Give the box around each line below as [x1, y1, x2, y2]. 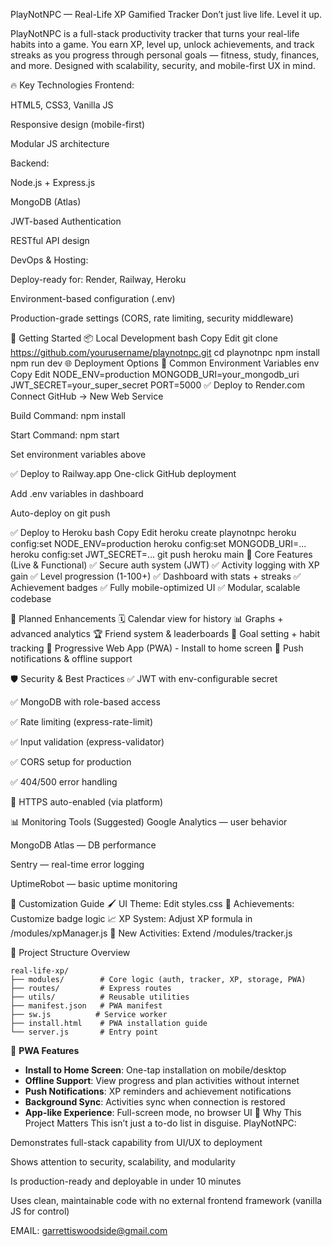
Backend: [10, 157, 50, 169]
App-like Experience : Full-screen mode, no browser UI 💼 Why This [24, 1107, 302, 1118]
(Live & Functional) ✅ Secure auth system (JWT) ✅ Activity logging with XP [10, 559, 320, 571]
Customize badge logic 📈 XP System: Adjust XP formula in [10, 913, 253, 924]
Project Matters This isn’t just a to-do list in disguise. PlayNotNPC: [24, 1117, 297, 1129]
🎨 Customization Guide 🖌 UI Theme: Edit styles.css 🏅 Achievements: [10, 898, 295, 909]
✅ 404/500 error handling [10, 776, 118, 788]
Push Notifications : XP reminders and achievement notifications [24, 1085, 292, 1097]
